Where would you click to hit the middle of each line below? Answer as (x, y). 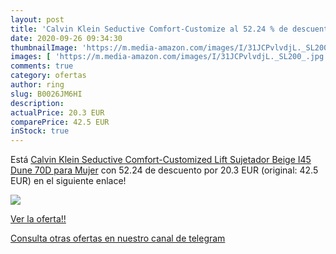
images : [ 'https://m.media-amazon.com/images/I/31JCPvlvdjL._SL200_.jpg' (169, 57)
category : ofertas (48, 76)
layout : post (37, 19)
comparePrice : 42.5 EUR (60, 122)
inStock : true (40, 131)
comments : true (42, 66)
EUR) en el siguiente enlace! (68, 181)
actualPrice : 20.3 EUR (57, 112)
